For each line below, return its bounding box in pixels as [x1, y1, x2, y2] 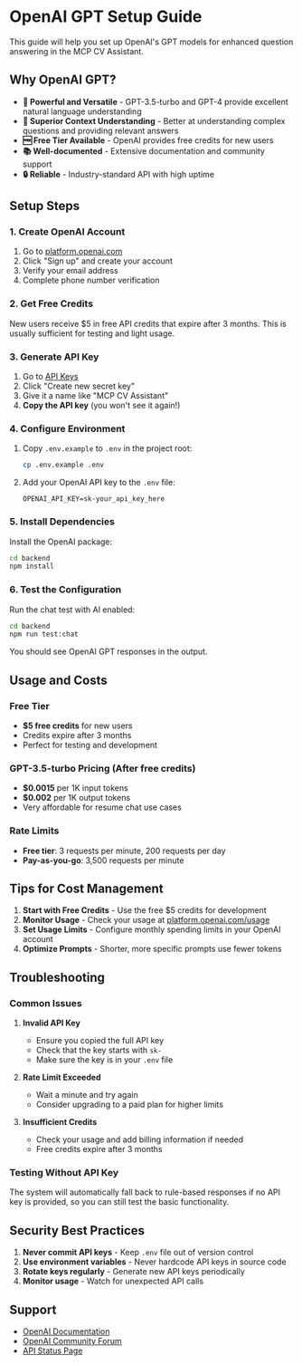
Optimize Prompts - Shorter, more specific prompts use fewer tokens [22, 944, 282, 955]
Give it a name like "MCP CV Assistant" [22, 390, 169, 401]
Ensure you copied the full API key [35, 1035, 165, 1046]
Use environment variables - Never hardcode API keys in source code [22, 1256, 287, 1267]
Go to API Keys [22, 371, 79, 382]
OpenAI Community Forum [22, 1336, 122, 1346]
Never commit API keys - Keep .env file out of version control [22, 1247, 254, 1258]
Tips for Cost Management [9, 880, 165, 896]
